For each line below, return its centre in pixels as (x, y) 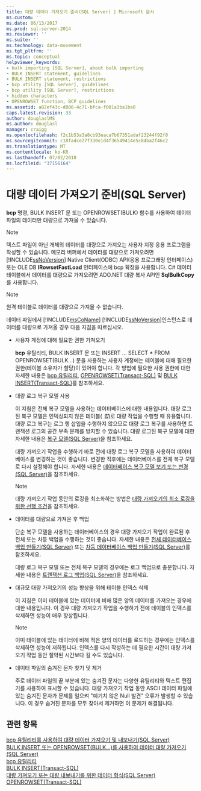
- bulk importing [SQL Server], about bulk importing (75, 68)
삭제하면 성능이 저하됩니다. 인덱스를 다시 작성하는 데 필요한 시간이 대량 (97, 648)
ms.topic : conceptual (33, 57)
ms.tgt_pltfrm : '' (29, 51)
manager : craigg (26, 130)
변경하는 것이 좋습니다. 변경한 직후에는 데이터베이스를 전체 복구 (110, 459)
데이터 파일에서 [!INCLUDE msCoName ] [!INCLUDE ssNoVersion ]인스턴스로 (96, 320)
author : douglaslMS (31, 118)
